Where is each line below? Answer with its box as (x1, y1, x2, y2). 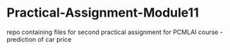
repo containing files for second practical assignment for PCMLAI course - (6, 28, 224, 36)
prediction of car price (6, 35, 72, 43)
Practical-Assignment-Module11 (6, 5, 199, 21)
